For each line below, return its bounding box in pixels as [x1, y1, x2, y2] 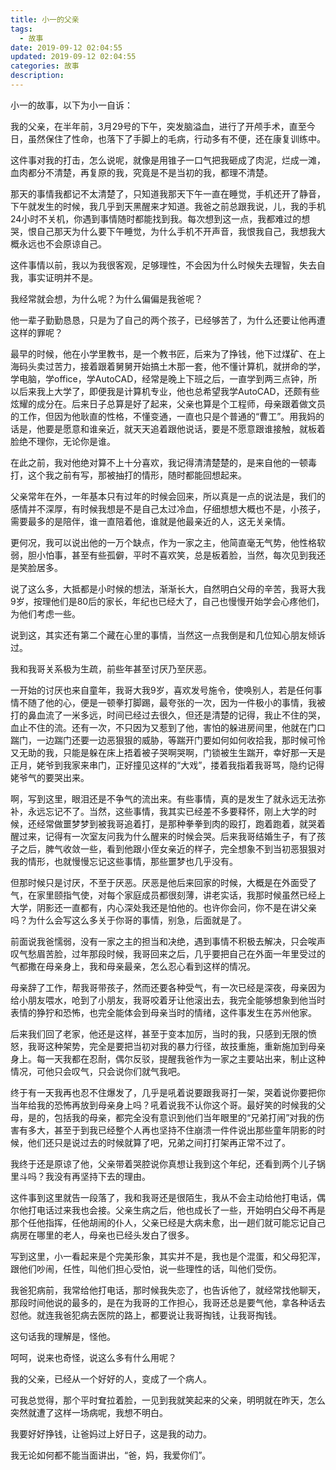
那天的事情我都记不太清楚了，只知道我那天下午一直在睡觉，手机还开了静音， [10, 187, 326, 200]
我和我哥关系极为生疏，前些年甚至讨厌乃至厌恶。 [10, 662, 212, 675]
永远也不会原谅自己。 [18, 237, 107, 250]
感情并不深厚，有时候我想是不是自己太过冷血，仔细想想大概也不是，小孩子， [10, 502, 326, 515]
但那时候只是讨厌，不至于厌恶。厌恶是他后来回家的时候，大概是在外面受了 [10, 876, 317, 888]
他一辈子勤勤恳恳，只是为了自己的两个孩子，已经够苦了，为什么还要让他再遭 [10, 314, 326, 326]
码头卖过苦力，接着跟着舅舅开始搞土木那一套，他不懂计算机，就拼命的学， [18, 360, 326, 372]
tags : [10, 24, 33, 34]
